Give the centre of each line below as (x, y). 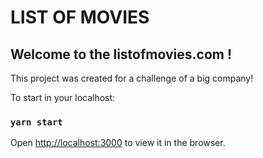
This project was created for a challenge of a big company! (132, 78)
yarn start (36, 122)
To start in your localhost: (63, 97)
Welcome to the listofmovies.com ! (121, 54)
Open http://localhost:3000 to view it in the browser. (118, 143)
